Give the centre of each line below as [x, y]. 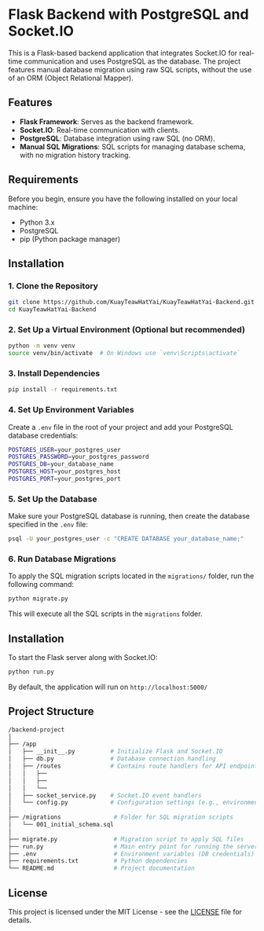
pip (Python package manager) [70, 239]
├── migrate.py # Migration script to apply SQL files [126, 839]
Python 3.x [37, 222]
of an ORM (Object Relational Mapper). [71, 78]
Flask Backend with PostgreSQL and [128, 15]
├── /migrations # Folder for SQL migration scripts [121, 817]
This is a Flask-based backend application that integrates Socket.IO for [123, 53]
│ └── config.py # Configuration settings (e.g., [114, 803]
